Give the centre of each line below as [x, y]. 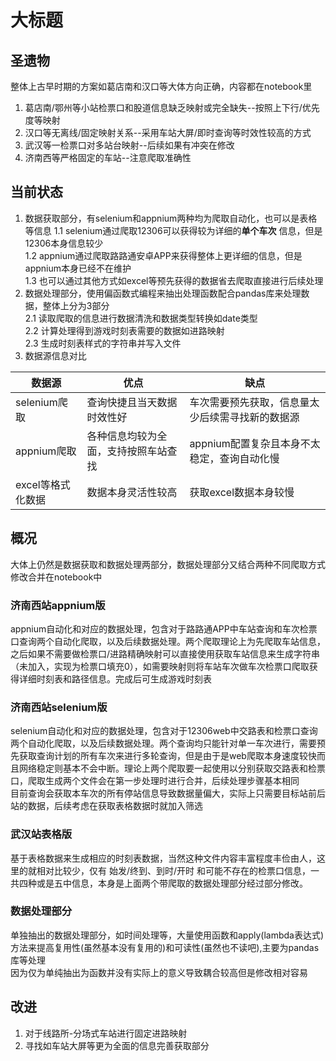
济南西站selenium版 [59, 707]
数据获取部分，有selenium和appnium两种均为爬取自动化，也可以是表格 [171, 218]
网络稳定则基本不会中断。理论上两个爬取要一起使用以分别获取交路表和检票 [172, 768]
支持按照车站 [137, 451]
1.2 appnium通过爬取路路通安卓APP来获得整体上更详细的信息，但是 [163, 255]
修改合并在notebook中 [56, 577]
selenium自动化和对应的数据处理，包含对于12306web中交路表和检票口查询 [164, 731]
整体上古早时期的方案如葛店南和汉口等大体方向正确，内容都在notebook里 [161, 86]
